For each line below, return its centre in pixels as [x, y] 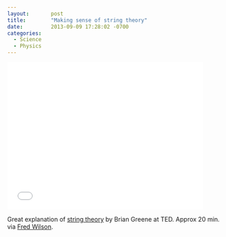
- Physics [27, 46]
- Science [27, 40]
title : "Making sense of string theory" [78, 20]
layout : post [35, 14]
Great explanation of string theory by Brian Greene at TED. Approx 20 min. [114, 219]
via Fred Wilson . [30, 227]
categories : [24, 33]
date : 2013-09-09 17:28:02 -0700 [68, 26]
